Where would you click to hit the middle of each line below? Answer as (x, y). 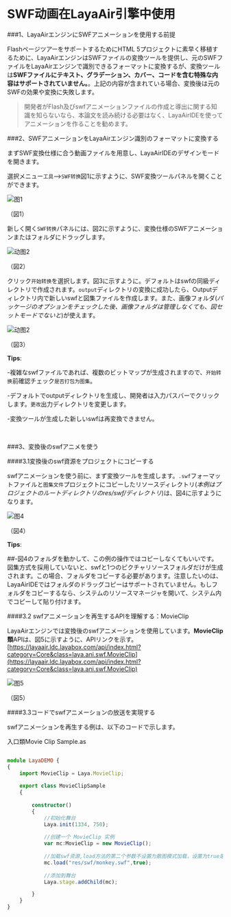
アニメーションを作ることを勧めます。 (77, 124)
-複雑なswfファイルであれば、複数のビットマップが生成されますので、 (107, 372)
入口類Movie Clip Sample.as (47, 741)
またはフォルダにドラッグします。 (61, 237)
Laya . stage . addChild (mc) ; (81, 882)
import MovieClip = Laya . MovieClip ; (72, 773)
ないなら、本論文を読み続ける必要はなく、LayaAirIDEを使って (135, 115)
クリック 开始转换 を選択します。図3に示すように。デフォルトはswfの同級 (108, 281)
